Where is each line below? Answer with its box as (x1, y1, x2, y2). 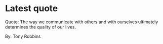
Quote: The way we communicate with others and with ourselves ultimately (5, 19, 158, 25)
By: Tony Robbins (5, 33, 41, 39)
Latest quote (5, 3, 58, 14)
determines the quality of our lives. (5, 24, 76, 29)
